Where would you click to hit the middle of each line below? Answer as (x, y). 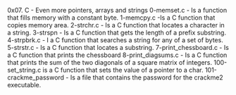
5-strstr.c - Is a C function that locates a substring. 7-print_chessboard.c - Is (118, 47)
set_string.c (24, 70)
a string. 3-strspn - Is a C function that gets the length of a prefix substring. (117, 32)
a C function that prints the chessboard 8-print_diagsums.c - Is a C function (117, 55)
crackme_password (36, 77)
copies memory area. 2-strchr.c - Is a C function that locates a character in (116, 25)
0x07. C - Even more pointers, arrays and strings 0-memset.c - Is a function (117, 10)
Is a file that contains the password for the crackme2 (147, 77)
